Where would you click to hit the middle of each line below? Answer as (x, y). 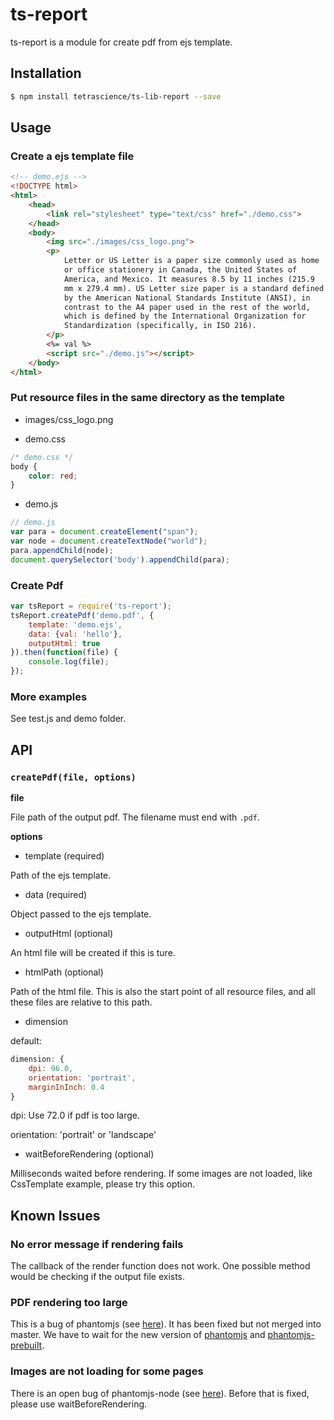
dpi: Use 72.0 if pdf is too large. (75, 1115)
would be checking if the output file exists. (98, 1277)
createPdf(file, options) (73, 777)
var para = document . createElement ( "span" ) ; (104, 532)
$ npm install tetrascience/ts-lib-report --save (116, 96)
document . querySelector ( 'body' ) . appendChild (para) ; (120, 559)
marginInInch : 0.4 (66, 1087)
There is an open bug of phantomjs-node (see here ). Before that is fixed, (160, 1393)
